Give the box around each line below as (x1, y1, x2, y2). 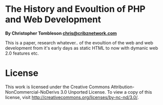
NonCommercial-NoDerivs (5, 89, 60, 95)
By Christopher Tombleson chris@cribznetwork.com (5, 30, 117, 36)
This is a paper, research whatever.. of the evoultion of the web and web (5, 39, 154, 45)
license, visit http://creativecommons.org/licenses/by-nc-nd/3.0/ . (5, 94, 139, 100)
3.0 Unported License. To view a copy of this (60, 89, 153, 95)
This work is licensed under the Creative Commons (5, 84, 110, 90)
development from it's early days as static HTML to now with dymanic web (5, 45, 158, 51)
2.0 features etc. (5, 50, 39, 56)
